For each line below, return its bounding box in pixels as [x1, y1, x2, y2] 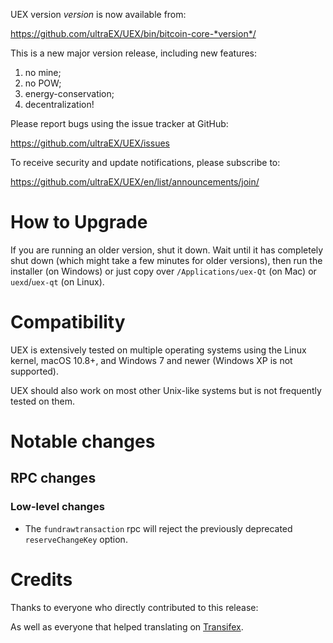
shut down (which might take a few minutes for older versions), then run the [10, 254, 323, 266]
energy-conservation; [24, 88, 115, 99]
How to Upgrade [10, 211, 148, 234]
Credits [10, 568, 73, 591]
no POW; [24, 77, 62, 89]
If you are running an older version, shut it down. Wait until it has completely [10, 244, 324, 256]
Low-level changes [10, 500, 105, 514]
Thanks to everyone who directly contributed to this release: [10, 601, 259, 613]
